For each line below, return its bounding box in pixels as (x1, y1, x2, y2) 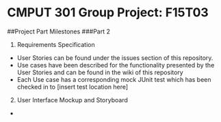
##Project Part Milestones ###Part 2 (7, 27, 111, 35)
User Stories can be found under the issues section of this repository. (16, 53, 213, 62)
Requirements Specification (16, 40, 95, 48)
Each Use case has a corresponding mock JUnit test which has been (16, 75, 211, 83)
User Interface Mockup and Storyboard (16, 95, 128, 104)
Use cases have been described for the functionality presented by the (16, 61, 215, 69)
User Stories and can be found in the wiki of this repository (16, 68, 183, 76)
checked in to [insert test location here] (16, 82, 129, 91)
